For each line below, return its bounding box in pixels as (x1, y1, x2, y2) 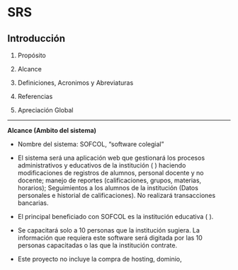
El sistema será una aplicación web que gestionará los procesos (17, 153, 205, 162)
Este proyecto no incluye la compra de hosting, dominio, (17, 255, 182, 263)
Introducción (7, 33, 66, 45)
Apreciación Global (17, 106, 74, 114)
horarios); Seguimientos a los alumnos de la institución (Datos (17, 184, 198, 192)
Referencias (17, 93, 53, 100)
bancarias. (17, 199, 49, 207)
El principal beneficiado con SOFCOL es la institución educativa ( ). (17, 213, 214, 221)
